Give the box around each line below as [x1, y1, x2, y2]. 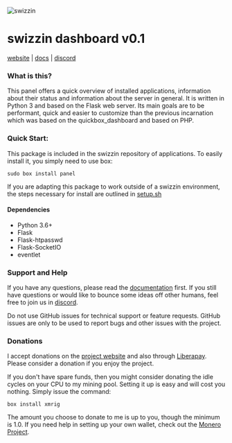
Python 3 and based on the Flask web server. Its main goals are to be [7, 101, 205, 110]
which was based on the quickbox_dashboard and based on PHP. [7, 116, 195, 125]
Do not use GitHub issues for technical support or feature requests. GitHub [7, 312, 220, 320]
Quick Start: [7, 134, 49, 144]
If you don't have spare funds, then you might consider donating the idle [7, 373, 213, 381]
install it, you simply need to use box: [7, 157, 113, 165]
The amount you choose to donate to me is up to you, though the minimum [7, 413, 220, 422]
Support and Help [7, 268, 68, 277]
